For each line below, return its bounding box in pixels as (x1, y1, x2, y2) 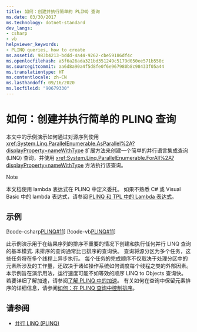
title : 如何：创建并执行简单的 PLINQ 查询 (6, 8, 100, 15)
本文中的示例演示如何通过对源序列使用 (6, 133, 99, 140)
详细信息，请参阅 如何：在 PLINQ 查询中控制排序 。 (16, 284, 138, 291)
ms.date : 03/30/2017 (6, 14, 57, 20)
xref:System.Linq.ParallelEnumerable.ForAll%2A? (55, 154, 175, 161)
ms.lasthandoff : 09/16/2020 (6, 80, 75, 86)
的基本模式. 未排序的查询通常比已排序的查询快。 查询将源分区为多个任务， (6, 247, 186, 254)
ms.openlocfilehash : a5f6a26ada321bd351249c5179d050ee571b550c (6, 58, 165, 64)
